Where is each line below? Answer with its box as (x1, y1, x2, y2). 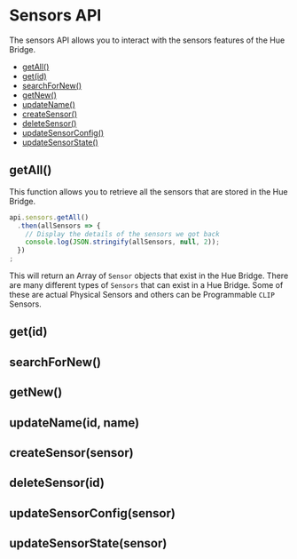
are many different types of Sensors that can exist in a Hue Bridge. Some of (9, 280, 284, 290)
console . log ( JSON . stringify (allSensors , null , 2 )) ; (25, 237, 220, 247)
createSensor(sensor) (9, 445, 135, 460)
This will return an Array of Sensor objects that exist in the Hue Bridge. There (9, 270, 289, 281)
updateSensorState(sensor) (9, 536, 168, 551)
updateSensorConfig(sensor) (9, 506, 176, 521)
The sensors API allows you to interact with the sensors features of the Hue (9, 35, 285, 45)
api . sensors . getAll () (9, 212, 90, 222)
